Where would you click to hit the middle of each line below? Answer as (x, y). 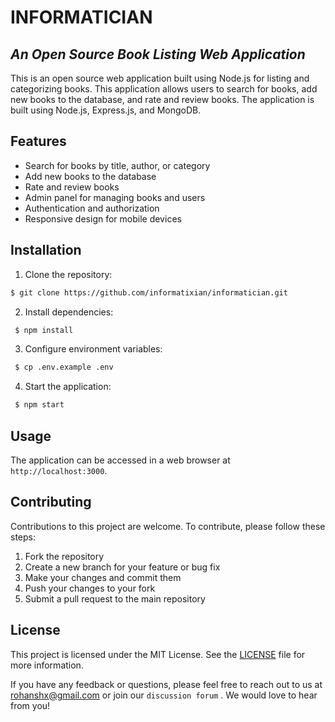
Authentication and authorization (92, 208)
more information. (47, 665)
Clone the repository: (68, 274)
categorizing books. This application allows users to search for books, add (164, 89)
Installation (46, 250)
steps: (23, 537)
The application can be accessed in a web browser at (120, 460)
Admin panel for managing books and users (115, 197)
